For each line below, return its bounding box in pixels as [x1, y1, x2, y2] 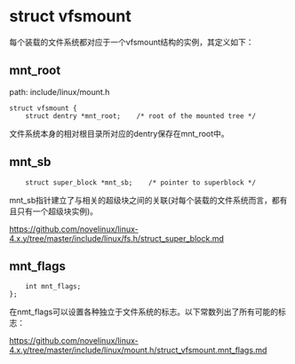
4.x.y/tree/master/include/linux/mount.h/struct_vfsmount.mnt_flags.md [9, 344, 267, 356]
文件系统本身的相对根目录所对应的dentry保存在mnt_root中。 [9, 128, 229, 138]
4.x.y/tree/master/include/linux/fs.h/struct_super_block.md [9, 233, 225, 243]
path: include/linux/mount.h [9, 86, 110, 97]
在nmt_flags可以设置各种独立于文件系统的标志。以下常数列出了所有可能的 [9, 306, 278, 317]
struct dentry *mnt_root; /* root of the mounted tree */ [25, 111, 256, 121]
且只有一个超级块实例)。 [9, 206, 99, 217]
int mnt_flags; [25, 282, 82, 291]
